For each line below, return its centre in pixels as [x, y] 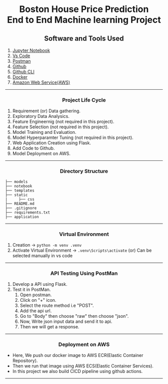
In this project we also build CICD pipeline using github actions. [77, 371]
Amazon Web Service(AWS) [41, 82]
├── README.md [20, 204]
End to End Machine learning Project [84, 20]
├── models [16, 181]
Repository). [25, 361]
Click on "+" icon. [38, 300]
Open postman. [36, 295]
